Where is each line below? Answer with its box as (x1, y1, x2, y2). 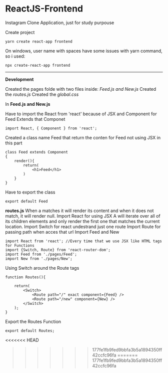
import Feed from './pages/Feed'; (5, 252, 77, 257)
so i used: (5, 53, 25, 59)
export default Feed (5, 199, 48, 204)
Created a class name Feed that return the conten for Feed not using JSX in (5, 134, 161, 140)
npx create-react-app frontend (5, 63, 70, 68)
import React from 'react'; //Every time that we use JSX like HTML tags (5, 239, 162, 244)
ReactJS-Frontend (5, 3, 83, 15)
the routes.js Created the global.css (5, 91, 79, 97)
